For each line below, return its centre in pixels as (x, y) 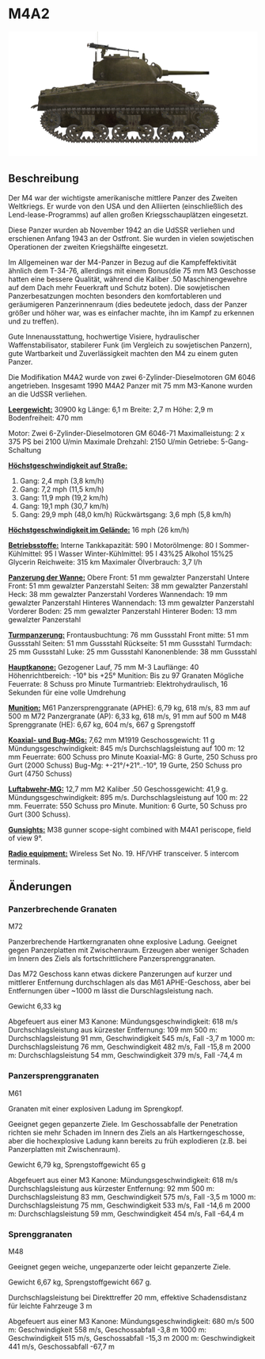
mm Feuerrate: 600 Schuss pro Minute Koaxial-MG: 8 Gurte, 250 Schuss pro (133, 756)
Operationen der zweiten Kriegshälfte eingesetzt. (88, 247)
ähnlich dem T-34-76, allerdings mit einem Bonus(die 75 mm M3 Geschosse (132, 270)
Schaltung (25, 450)
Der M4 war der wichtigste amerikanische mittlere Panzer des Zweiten (123, 197)
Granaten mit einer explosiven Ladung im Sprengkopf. (96, 1108)
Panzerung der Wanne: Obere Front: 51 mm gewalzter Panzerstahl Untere (129, 577)
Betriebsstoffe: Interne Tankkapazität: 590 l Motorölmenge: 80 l (113, 545)
